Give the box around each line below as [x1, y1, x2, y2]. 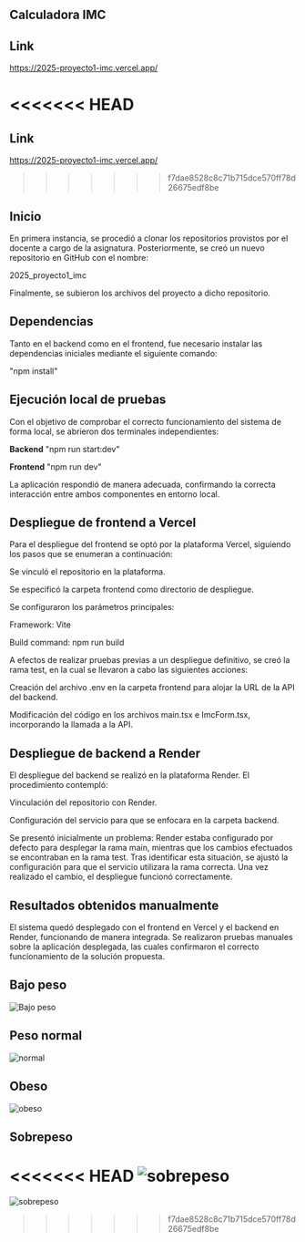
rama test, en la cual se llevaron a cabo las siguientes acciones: [9, 665, 249, 676]
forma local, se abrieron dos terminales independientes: [9, 426, 219, 437]
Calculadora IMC [9, 7, 107, 23]
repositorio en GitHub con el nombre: [9, 253, 148, 264]
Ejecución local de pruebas [9, 392, 167, 408]
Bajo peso [9, 978, 67, 993]
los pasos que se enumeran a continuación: [9, 549, 173, 560]
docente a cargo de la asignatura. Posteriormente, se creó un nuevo [9, 243, 266, 254]
